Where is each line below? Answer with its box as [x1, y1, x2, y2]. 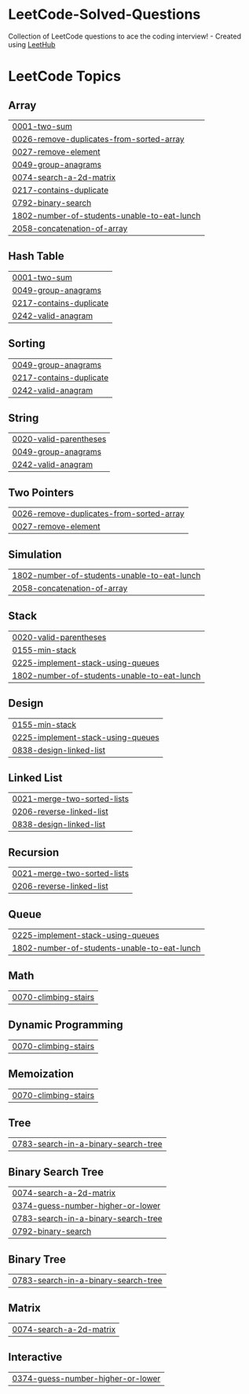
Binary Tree [8, 1253, 67, 1266]
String [8, 411, 39, 425]
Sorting [8, 337, 46, 350]
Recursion [8, 846, 60, 859]
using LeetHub [8, 39, 56, 49]
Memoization [8, 1067, 75, 1081]
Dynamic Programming [8, 1019, 123, 1032]
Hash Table [8, 250, 64, 263]
